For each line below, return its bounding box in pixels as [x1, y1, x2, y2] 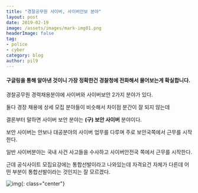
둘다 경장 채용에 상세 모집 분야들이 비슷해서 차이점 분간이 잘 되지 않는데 [6, 104, 170, 111]
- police [6, 42, 28, 48]
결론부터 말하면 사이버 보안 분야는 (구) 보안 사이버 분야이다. [6, 116, 142, 123]
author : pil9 [6, 58, 38, 64]
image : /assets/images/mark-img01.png [6, 25, 102, 31]
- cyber [6, 47, 25, 53]
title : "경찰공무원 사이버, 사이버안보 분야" [6, 8, 102, 15]
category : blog [6, 52, 44, 58]
